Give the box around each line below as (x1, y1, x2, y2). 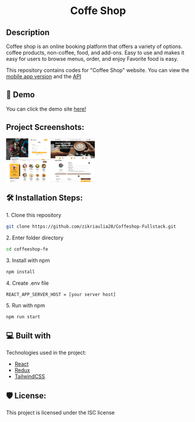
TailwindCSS (14, 373, 46, 380)
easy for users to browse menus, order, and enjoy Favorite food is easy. (6, 56, 179, 62)
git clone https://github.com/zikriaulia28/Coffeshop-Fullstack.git (6, 224, 176, 229)
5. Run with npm (6, 301, 46, 308)
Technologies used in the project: (6, 349, 86, 356)
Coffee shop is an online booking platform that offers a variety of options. (6, 43, 183, 50)
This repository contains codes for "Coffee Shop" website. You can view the (6, 67, 190, 74)
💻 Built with (6, 331, 51, 341)
